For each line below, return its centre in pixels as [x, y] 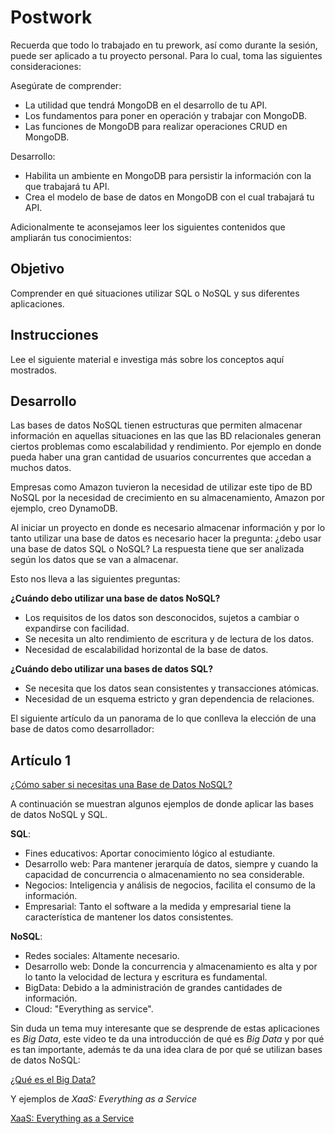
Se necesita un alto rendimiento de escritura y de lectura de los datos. [169, 639]
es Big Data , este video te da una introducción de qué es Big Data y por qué [167, 1039]
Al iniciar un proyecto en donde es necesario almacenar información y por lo [168, 528]
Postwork [51, 17]
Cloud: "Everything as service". [89, 1009]
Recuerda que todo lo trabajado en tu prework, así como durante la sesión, [164, 45]
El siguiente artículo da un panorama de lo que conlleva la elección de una [163, 718]
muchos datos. [41, 468]
